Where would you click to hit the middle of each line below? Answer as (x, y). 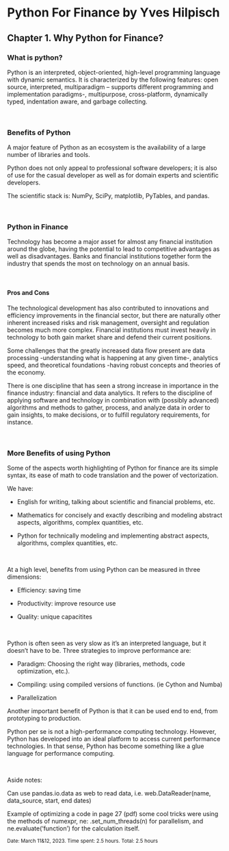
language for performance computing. (61, 753)
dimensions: (24, 577)
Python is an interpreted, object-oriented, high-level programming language (114, 72)
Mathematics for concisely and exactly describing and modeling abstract (120, 515)
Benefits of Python (39, 132)
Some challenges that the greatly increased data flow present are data (106, 350)
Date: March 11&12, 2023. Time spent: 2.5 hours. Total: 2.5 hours (83, 841)
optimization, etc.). (43, 671)
